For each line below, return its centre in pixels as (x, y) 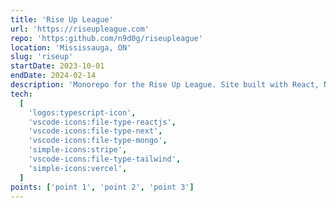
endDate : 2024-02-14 (53, 76)
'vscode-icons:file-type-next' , (95, 131)
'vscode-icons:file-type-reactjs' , (102, 122)
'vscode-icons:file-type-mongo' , (98, 141)
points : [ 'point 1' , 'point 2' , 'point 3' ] (102, 187)
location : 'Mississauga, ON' (71, 47)
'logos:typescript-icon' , (82, 112)
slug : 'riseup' (42, 57)
